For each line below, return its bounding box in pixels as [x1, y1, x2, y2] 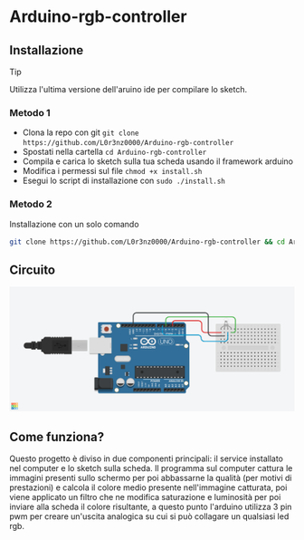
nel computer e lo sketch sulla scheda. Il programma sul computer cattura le [9, 463, 293, 474]
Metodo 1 [9, 106, 52, 119]
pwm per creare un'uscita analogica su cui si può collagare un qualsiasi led [9, 511, 290, 522]
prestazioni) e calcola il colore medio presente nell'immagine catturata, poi [9, 482, 288, 493]
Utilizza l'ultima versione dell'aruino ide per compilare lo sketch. [9, 84, 248, 94]
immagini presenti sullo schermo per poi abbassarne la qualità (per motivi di [9, 473, 292, 484]
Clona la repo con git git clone [22, 127, 139, 138]
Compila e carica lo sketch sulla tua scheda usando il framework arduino [22, 156, 294, 167]
